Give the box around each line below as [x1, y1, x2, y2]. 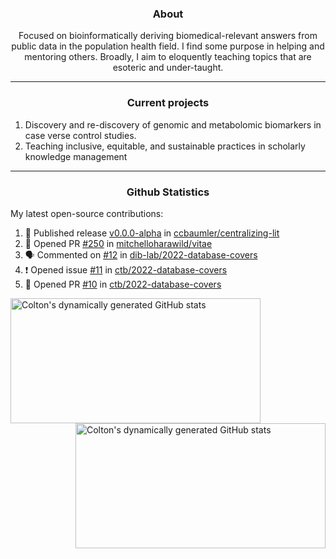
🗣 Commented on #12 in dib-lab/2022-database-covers [24, 248, 258, 261]
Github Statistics [126, 185, 210, 199]
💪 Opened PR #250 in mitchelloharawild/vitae [24, 237, 213, 249]
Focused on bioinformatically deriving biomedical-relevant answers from [18, 30, 318, 42]
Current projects [126, 96, 210, 110]
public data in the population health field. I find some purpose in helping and [11, 40, 325, 52]
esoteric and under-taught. [112, 62, 224, 74]
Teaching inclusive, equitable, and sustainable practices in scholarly [24, 140, 306, 152]
